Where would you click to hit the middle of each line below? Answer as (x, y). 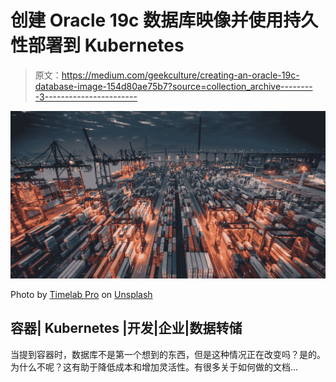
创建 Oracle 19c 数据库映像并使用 (147, 20)
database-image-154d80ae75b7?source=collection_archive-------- (173, 86)
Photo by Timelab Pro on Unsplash (81, 294)
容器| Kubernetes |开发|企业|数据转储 (126, 328)
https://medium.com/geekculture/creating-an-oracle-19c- (180, 75)
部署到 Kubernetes (106, 45)
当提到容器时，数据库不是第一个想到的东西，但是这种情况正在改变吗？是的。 (168, 354)
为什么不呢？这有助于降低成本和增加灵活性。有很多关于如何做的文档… (154, 367)
